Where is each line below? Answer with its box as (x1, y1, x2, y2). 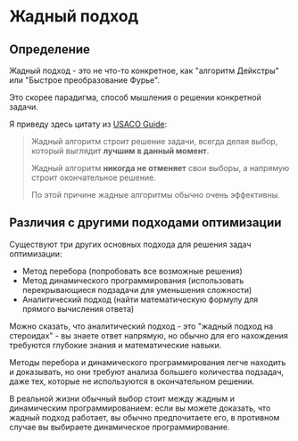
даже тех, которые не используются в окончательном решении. (9, 376, 255, 387)
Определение (9, 42, 91, 57)
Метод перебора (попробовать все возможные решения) (21, 265, 243, 276)
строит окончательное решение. (30, 172, 156, 183)
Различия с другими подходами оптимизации (9, 216, 282, 231)
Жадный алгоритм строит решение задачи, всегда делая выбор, (30, 136, 278, 146)
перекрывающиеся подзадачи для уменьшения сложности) (21, 284, 252, 295)
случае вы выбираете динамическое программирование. (9, 421, 230, 432)
